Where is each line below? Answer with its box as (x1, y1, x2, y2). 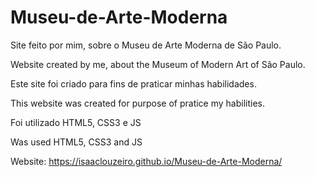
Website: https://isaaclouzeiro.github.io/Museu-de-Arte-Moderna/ (10, 155, 283, 167)
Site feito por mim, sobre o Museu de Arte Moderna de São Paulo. (10, 39, 282, 51)
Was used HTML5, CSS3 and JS (10, 136, 143, 148)
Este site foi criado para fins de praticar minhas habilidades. (10, 77, 257, 90)
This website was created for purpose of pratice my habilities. (10, 97, 266, 109)
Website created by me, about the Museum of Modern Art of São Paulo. (10, 58, 306, 70)
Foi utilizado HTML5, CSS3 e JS (10, 116, 142, 128)
